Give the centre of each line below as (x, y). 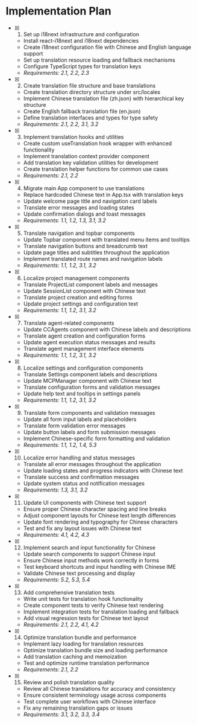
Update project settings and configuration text (81, 304)
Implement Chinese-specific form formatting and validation (97, 438)
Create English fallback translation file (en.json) (82, 111)
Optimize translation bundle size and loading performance (95, 650)
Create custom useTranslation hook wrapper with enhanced (98, 143)
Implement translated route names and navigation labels (93, 258)
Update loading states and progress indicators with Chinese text (103, 470)
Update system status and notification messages (84, 483)
